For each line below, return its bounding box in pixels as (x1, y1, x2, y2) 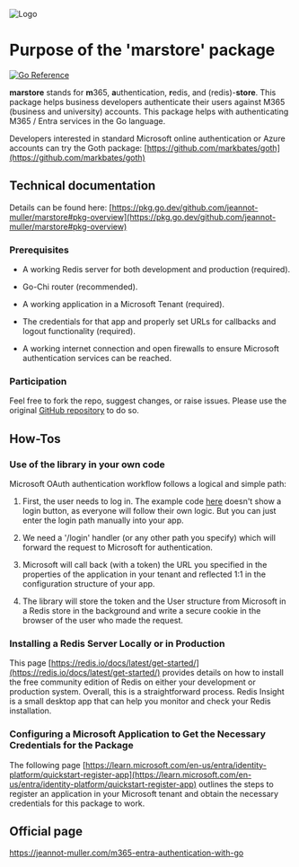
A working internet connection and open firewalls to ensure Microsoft (22, 343, 280, 354)
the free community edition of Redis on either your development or (9, 677, 256, 687)
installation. (9, 705, 52, 716)
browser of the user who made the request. (22, 615, 184, 626)
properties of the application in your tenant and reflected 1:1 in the (22, 569, 267, 579)
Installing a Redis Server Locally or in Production (9, 637, 225, 650)
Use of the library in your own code (9, 458, 166, 471)
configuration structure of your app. (22, 579, 155, 589)
